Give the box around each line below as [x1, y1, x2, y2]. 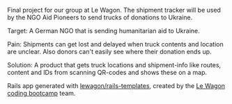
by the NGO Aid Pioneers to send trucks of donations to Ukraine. [7, 13, 193, 21]
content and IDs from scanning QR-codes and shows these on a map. [7, 69, 208, 76]
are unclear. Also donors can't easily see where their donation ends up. [7, 48, 212, 55]
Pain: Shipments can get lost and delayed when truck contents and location [7, 40, 224, 48]
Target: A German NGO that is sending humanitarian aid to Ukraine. [7, 27, 200, 35]
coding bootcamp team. [7, 89, 76, 97]
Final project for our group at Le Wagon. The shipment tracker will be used [7, 6, 222, 14]
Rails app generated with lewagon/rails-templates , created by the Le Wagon [7, 82, 225, 89]
